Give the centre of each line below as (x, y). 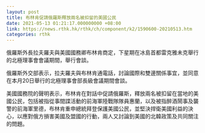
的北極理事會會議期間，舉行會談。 (49, 60)
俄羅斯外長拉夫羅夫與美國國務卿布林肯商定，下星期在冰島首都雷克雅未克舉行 (103, 53)
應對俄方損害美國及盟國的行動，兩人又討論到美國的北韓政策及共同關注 (110, 117)
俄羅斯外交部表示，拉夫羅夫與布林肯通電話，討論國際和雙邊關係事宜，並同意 (103, 73)
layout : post (23, 12)
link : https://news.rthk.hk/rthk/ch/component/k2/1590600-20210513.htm (99, 29)
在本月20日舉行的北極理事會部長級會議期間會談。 (69, 81)
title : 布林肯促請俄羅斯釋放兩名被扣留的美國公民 (61, 18)
